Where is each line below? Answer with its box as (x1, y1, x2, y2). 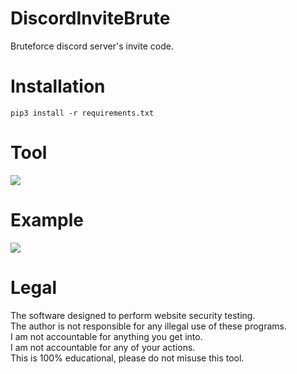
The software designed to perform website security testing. (10, 309, 256, 321)
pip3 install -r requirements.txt (10, 108, 155, 118)
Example (10, 209, 84, 231)
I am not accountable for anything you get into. (10, 330, 203, 342)
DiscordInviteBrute (10, 7, 171, 30)
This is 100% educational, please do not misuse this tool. (10, 352, 245, 364)
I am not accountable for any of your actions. (10, 341, 196, 353)
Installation (10, 75, 106, 98)
